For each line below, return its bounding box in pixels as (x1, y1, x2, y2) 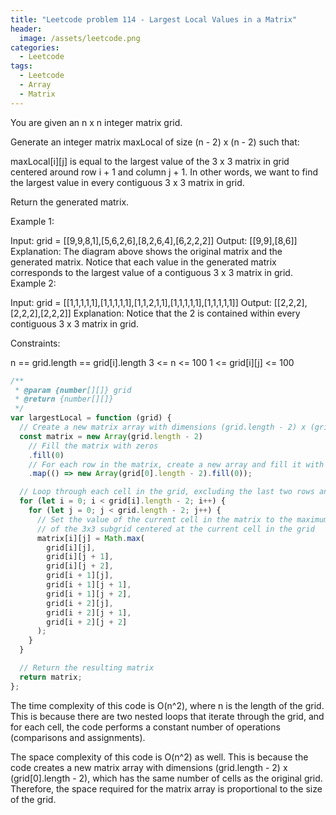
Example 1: (10, 215, 55, 227)
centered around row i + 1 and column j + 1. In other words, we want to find (10, 166, 318, 178)
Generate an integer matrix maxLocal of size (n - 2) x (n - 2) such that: (10, 136, 300, 148)
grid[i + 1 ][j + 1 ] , (46, 580, 132, 590)
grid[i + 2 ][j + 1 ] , (46, 607, 132, 618)
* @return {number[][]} (14, 394, 114, 405)
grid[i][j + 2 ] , (46, 561, 114, 571)
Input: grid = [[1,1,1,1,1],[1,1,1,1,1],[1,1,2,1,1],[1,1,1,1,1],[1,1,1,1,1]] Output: (10, 296, 272, 308)
